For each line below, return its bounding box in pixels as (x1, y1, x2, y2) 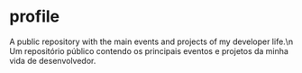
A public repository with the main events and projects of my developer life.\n (9, 36, 294, 47)
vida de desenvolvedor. (9, 55, 96, 66)
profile (9, 6, 60, 27)
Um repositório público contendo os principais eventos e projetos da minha (9, 45, 288, 56)
